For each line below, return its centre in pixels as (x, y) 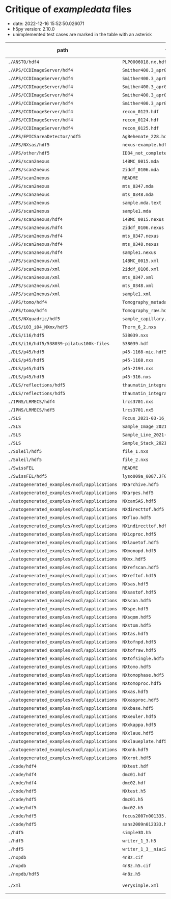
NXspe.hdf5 (135, 609)
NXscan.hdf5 (136, 600)
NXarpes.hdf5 (138, 493)
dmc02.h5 (133, 807)
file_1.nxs (135, 451)
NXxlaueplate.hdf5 (144, 741)
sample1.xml (136, 294)
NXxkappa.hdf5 (139, 725)
